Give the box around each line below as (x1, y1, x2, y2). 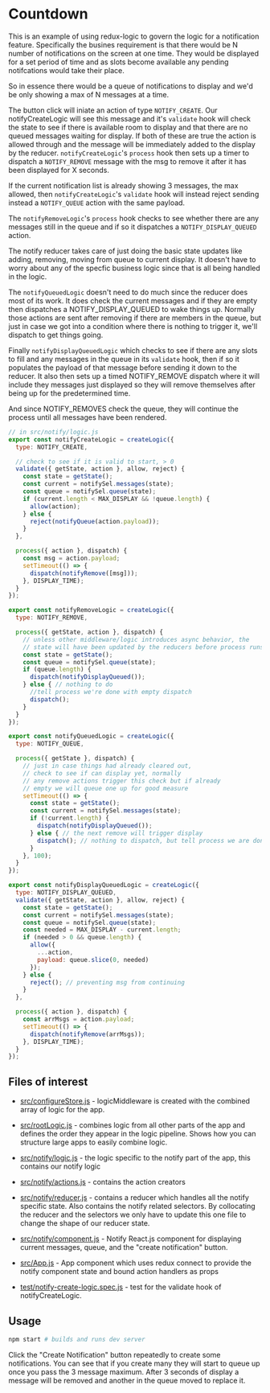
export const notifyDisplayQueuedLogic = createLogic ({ (8, 881, 199, 890)
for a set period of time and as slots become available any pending (8, 57, 229, 67)
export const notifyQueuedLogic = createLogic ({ (8, 733, 174, 741)
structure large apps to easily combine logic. (19, 1137, 168, 1147)
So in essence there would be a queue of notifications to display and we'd (8, 81, 253, 91)
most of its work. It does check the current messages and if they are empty (8, 295, 258, 306)
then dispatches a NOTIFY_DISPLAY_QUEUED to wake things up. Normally (8, 304, 255, 314)
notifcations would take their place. (8, 65, 125, 75)
